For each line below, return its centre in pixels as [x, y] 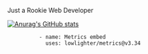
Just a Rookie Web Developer [51, 10]
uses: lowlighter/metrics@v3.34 [93, 43]
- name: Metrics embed [72, 37]
